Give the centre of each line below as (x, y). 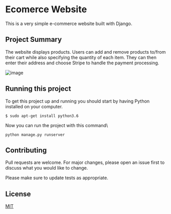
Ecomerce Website (46, 9)
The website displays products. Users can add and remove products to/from (86, 52)
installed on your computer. (34, 106)
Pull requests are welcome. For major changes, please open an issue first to (85, 162)
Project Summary (34, 40)
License (18, 194)
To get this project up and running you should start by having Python (77, 101)
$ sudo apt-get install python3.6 (42, 116)
